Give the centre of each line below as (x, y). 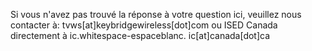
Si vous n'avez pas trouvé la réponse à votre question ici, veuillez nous (156, 14)
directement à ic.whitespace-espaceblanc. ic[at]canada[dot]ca (140, 35)
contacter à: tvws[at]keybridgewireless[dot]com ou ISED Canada (144, 25)
